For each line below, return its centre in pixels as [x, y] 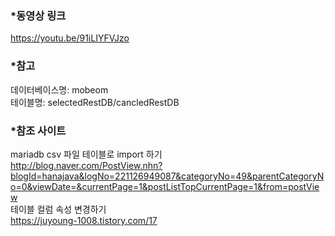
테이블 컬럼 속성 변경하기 [58, 209]
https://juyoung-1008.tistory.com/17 [84, 220]
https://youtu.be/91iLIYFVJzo [70, 38]
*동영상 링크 [38, 15]
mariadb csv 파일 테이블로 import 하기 [86, 154]
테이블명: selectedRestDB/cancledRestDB [95, 102]
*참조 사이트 [38, 130]
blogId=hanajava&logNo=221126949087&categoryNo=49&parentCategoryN [167, 176]
